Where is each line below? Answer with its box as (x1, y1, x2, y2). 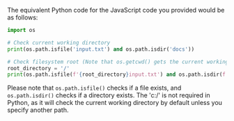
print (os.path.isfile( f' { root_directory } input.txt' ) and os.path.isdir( (7, 71, 223, 79)
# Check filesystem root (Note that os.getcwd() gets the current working (7, 58, 229, 65)
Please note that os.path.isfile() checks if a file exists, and (7, 83, 182, 92)
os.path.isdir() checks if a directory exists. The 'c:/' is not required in (7, 91, 210, 99)
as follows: (7, 13, 38, 22)
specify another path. (7, 106, 69, 114)
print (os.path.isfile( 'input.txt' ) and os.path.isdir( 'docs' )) (7, 45, 195, 53)
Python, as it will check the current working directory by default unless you (7, 99, 223, 107)
